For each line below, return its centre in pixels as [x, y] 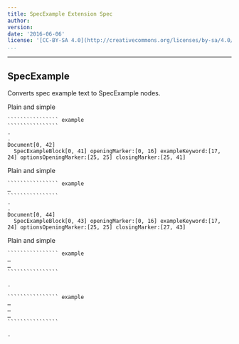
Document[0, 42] [31, 145]
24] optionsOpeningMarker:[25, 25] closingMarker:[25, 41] [97, 157]
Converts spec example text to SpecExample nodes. [84, 93]
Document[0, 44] [31, 214]
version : [20, 27]
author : [19, 21]
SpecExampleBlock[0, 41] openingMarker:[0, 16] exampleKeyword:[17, [117, 151]
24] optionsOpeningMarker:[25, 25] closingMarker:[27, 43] [97, 227]
